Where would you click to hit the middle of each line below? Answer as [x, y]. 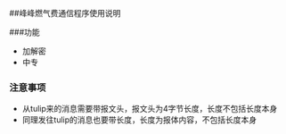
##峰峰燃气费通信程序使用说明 [65, 13]
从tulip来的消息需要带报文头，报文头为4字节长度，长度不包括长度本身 [150, 109]
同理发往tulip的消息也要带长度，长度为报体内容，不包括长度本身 [139, 120]
